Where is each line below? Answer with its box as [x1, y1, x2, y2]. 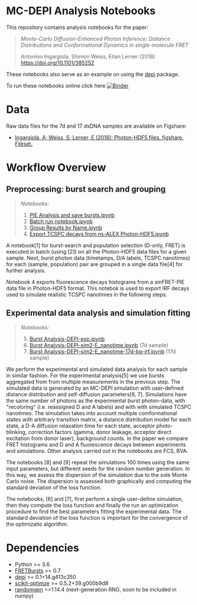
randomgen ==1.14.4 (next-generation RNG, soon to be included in [14, 585, 177, 593]
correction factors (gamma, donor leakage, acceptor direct [28, 428, 172, 435]
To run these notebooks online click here [6, 82, 106, 89]
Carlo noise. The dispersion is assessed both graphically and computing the [6, 477, 192, 484]
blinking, [6, 428, 27, 435]
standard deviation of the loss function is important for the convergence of [6, 514, 188, 521]
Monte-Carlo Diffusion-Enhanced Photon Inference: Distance [20, 35, 170, 42]
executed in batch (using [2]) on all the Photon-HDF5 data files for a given [6, 248, 187, 255]
